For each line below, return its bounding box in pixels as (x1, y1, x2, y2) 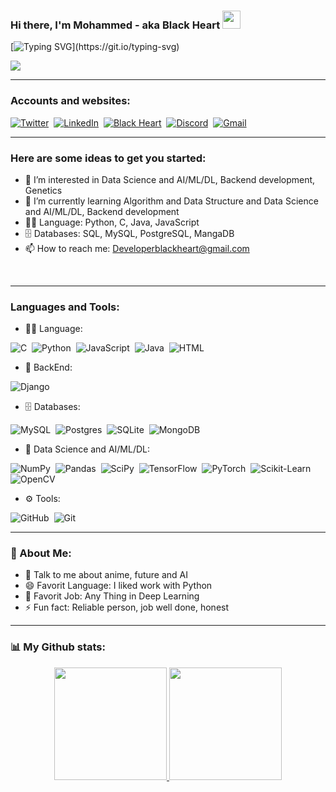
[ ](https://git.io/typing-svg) (10, 41, 180, 53)
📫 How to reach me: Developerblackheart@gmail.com (24, 242, 250, 254)
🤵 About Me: (10, 546, 72, 560)
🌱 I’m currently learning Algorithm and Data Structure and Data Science (24, 195, 319, 207)
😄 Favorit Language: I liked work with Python (24, 580, 213, 592)
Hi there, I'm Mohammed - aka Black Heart (10, 18, 221, 32)
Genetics (24, 184, 63, 196)
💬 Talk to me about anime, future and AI (24, 569, 189, 581)
